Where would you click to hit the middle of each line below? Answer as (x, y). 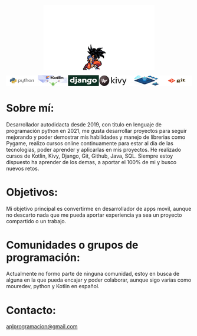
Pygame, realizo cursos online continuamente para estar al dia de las (90, 143)
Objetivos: (32, 192)
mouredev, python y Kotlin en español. (53, 286)
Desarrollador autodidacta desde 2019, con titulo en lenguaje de (84, 124)
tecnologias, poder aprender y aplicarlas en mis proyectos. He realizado (94, 149)
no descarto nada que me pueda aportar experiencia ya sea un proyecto (94, 215)
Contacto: (31, 310)
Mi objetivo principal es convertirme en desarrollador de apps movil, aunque (99, 208)
